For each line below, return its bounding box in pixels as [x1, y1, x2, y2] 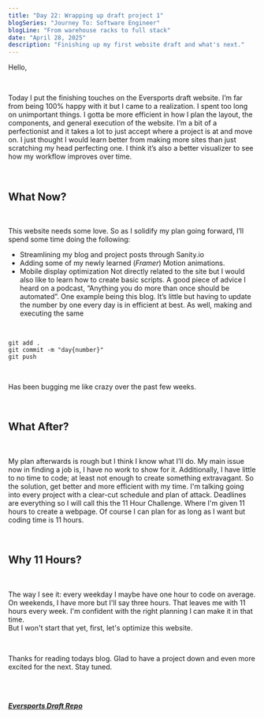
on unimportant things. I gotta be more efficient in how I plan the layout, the [8, 110, 253, 119]
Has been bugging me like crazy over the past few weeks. [8, 382, 197, 391]
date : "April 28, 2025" [8, 33, 87, 42]
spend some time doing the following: [8, 234, 131, 244]
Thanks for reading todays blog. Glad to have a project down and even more [8, 653, 256, 663]
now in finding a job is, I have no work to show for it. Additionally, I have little [8, 465, 256, 474]
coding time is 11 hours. [8, 514, 84, 525]
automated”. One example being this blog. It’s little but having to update [19, 291, 251, 301]
